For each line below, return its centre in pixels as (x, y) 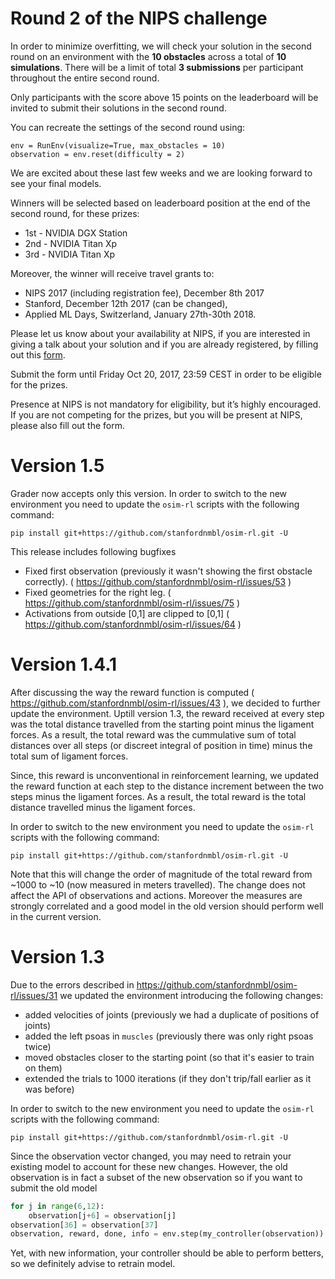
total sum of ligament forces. (69, 756)
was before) (49, 1089)
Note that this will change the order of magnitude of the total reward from (161, 874)
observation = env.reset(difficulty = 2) (98, 154)
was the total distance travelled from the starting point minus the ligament (162, 724)
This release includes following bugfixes (93, 551)
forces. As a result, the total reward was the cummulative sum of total (153, 734)
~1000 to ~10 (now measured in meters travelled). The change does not (158, 884)
